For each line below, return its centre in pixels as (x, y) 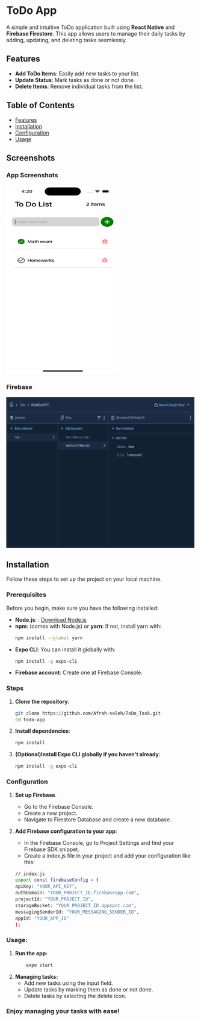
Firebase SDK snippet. (51, 849)
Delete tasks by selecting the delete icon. (75, 996)
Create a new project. (51, 813)
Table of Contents (41, 105)
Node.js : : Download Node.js (51, 619)
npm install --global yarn (49, 638)
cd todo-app (30, 719)
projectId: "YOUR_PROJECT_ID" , (54, 899)
